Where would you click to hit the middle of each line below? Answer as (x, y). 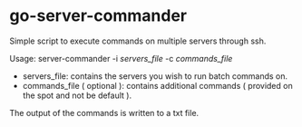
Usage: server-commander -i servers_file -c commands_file (121, 58)
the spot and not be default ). (77, 95)
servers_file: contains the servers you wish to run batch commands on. (155, 76)
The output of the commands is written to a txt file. (104, 112)
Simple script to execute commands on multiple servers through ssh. (138, 41)
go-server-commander (98, 16)
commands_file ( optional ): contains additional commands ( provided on (157, 85)
